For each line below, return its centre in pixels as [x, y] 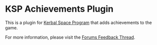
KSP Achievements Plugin [59, 9]
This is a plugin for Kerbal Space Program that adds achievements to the [78, 22]
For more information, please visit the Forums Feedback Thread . [70, 37]
